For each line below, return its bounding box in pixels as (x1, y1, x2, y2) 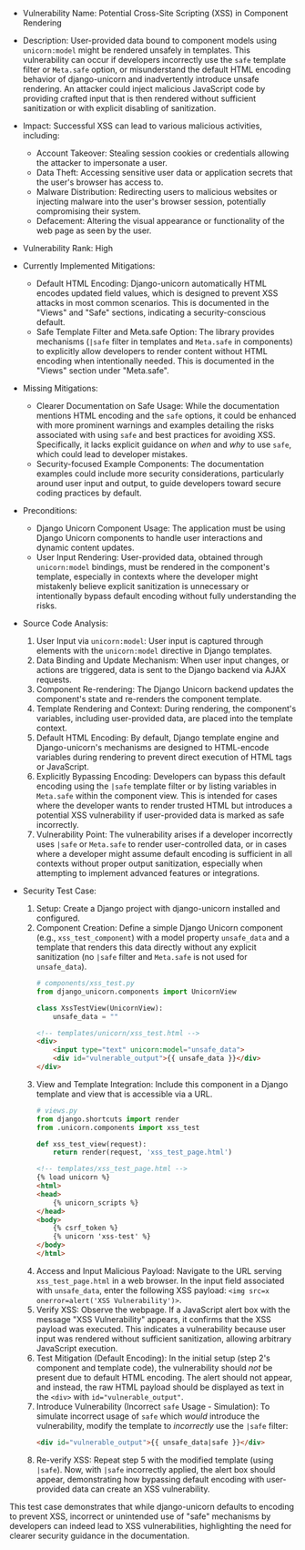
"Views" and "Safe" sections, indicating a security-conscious (36, 307, 267, 318)
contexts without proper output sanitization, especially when (36, 858, 264, 869)
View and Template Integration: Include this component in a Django (36, 1078, 289, 1089)
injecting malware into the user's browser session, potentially (36, 196, 267, 207)
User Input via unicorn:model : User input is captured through (36, 636, 264, 646)
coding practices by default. (36, 487, 143, 498)
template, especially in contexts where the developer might (36, 571, 259, 582)
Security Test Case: (22, 885, 97, 896)
